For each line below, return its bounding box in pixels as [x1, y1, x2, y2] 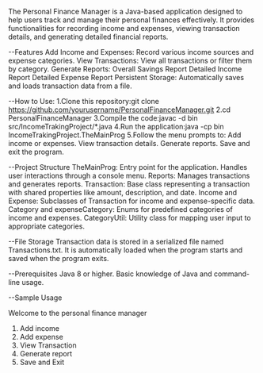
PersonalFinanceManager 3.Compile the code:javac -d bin [8, 113, 198, 122]
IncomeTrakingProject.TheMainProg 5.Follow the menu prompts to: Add [8, 130, 242, 140]
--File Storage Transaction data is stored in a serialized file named [8, 237, 224, 246]
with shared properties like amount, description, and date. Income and [8, 188, 238, 197]
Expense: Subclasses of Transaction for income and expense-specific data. [8, 196, 255, 206]
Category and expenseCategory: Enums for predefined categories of [8, 205, 234, 213]
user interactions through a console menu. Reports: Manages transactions [8, 171, 250, 180]
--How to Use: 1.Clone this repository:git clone [8, 97, 160, 106]
